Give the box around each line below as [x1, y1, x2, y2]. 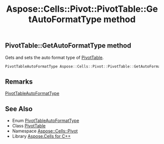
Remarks [5, 77, 33, 86]
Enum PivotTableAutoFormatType [12, 118, 80, 123]
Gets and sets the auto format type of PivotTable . [5, 54, 104, 60]
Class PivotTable [12, 123, 46, 129]
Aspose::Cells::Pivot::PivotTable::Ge [6, 3, 158, 15]
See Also [5, 104, 33, 113]
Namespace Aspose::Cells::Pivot [12, 128, 78, 134]
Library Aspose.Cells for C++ [12, 133, 71, 139]
